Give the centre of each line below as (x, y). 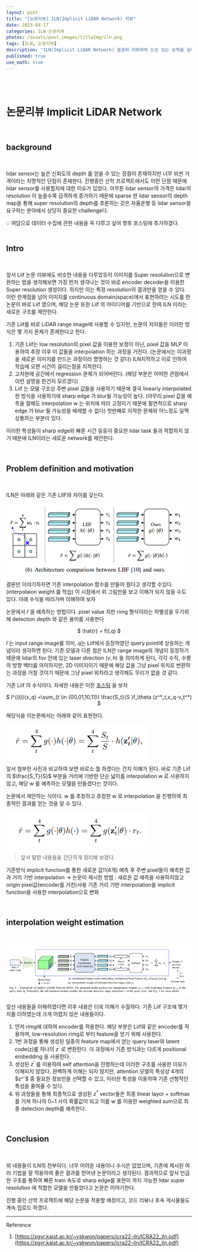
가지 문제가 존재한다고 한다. (55, 332)
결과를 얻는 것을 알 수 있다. (52, 803)
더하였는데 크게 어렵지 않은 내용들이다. (61, 1014)
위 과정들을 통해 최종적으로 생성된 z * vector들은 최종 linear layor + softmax (102, 1093)
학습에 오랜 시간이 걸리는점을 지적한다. (59, 366)
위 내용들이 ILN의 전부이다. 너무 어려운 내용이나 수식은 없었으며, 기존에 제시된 (95, 1165)
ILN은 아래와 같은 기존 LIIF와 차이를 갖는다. (55, 495)
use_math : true (25, 62)
